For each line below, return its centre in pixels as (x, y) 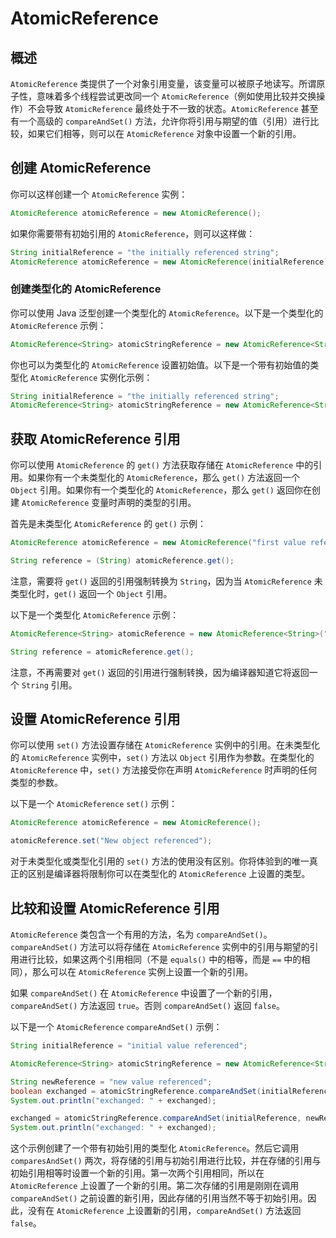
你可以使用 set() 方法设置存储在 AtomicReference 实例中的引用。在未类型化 (165, 745)
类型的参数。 (36, 783)
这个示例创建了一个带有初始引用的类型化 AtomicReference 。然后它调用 (155, 1148)
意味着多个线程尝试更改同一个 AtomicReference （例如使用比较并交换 (176, 96)
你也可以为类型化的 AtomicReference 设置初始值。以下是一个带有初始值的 (160, 364)
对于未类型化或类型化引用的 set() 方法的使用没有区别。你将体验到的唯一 (160, 861)
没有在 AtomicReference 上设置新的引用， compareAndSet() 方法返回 (164, 1211)
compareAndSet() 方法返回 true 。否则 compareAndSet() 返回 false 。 (147, 1006)
